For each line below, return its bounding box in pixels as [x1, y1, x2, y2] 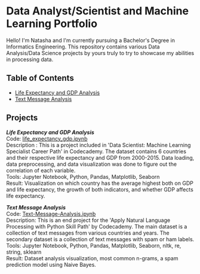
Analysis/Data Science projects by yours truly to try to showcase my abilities [6, 49, 195, 56]
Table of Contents [6, 73, 75, 83]
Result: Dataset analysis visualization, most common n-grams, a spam [6, 254, 179, 261]
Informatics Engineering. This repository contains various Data [6, 43, 160, 50]
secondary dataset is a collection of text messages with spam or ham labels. [6, 235, 195, 243]
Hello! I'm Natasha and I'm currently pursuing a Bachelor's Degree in [6, 36, 175, 44]
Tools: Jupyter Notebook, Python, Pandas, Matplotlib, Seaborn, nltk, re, [6, 242, 181, 249]
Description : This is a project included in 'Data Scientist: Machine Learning [6, 141, 191, 148]
